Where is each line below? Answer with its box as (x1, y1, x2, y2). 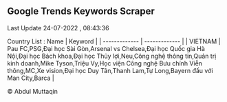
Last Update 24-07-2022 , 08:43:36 (7, 23, 109, 32)
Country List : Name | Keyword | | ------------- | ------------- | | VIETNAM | (7, 37, 221, 45)
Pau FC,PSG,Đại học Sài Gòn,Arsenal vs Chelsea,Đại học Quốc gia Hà (7, 44, 205, 52)
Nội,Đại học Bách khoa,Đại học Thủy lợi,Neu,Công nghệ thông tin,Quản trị (7, 52, 217, 60)
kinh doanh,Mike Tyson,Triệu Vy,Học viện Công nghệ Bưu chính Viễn (7, 59, 203, 68)
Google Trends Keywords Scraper (7, 6, 155, 17)
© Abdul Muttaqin (7, 87, 58, 95)
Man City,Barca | (7, 74, 55, 82)
